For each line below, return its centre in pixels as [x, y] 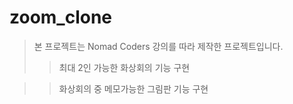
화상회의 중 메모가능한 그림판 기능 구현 [133, 88]
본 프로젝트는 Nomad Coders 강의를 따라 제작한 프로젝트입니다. [158, 46]
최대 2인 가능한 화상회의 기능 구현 [124, 67]
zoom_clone [61, 17]
